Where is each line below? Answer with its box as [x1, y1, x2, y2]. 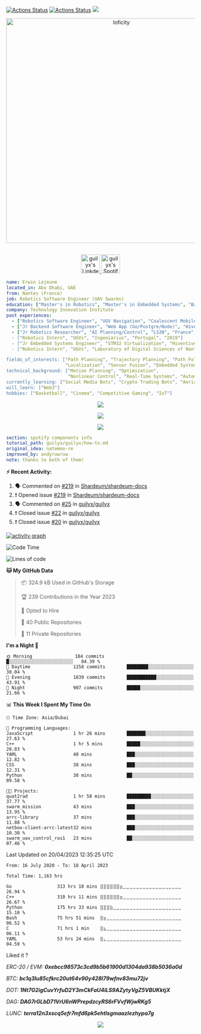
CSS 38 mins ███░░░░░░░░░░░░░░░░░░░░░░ [6, 762, 194, 768]
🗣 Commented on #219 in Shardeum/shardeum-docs [14, 482, 148, 489]
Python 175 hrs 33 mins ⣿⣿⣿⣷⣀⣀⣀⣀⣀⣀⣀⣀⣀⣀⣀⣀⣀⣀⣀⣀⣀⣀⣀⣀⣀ [6, 904, 182, 910]
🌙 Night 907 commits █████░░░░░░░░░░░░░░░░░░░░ [6, 684, 194, 691]
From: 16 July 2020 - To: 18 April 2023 [6, 862, 109, 868]
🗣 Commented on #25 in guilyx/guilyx [14, 500, 110, 507]
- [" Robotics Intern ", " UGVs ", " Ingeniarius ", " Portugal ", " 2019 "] [11, 335, 184, 341]
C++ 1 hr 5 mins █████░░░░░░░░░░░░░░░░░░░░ [6, 741, 194, 747]
